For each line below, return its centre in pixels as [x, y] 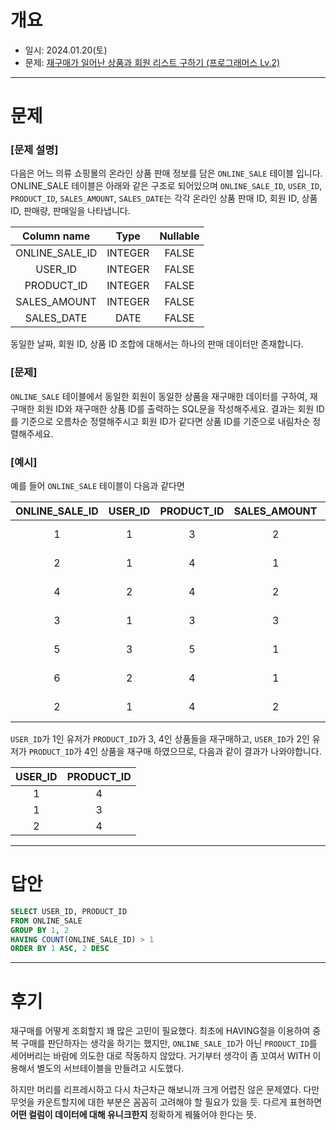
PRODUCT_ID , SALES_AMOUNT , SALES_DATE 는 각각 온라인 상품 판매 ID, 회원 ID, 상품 [164, 198]
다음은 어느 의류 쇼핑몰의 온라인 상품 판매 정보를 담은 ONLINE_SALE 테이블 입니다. [166, 173]
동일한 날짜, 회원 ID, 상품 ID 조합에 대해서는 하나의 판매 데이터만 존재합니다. [157, 344]
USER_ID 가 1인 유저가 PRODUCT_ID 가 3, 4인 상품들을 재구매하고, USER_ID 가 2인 [160, 739]
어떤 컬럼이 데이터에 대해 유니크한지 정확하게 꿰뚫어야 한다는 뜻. [133, 1115]
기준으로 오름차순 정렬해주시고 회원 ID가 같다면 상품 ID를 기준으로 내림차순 [165, 421]
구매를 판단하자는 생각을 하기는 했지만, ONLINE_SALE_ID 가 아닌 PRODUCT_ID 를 [169, 1043]
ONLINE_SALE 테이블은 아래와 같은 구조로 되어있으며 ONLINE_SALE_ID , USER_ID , [166, 186]
